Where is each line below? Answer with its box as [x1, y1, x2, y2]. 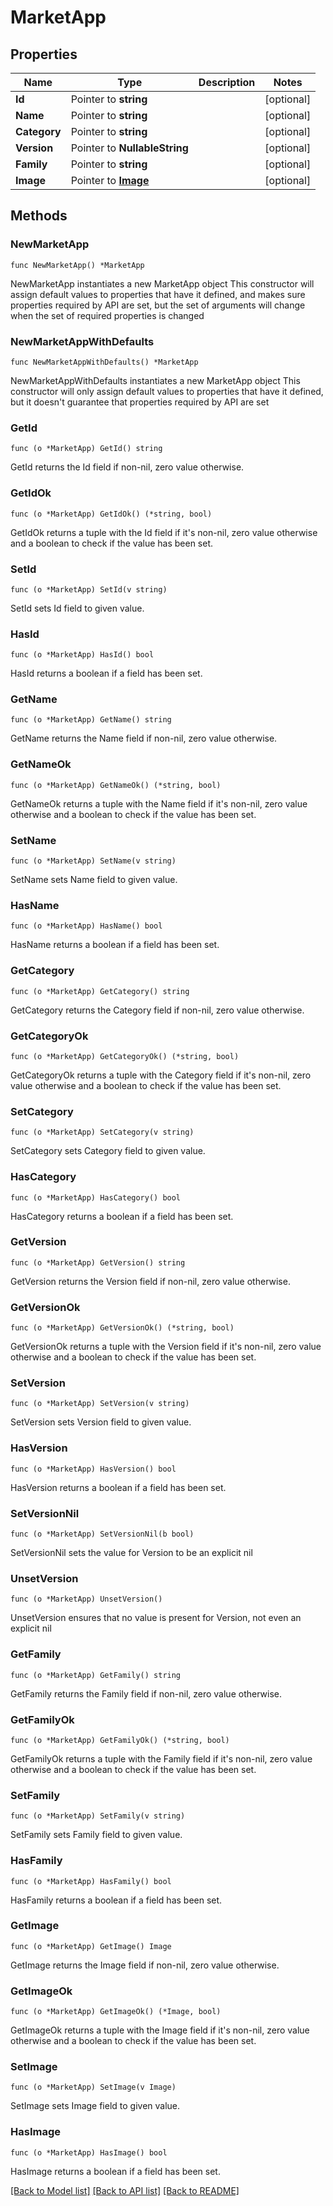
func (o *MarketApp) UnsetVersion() [10, 1594, 163, 1605]
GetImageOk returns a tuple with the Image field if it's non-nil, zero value [10, 2024, 310, 2036]
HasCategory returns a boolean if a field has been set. [10, 1210, 234, 1222]
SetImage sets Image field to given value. [10, 2100, 181, 2112]
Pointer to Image [70, 174, 150, 187]
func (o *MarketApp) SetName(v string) [10, 856, 177, 866]
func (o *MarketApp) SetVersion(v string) [10, 1399, 190, 1409]
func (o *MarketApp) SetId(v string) [10, 584, 168, 595]
